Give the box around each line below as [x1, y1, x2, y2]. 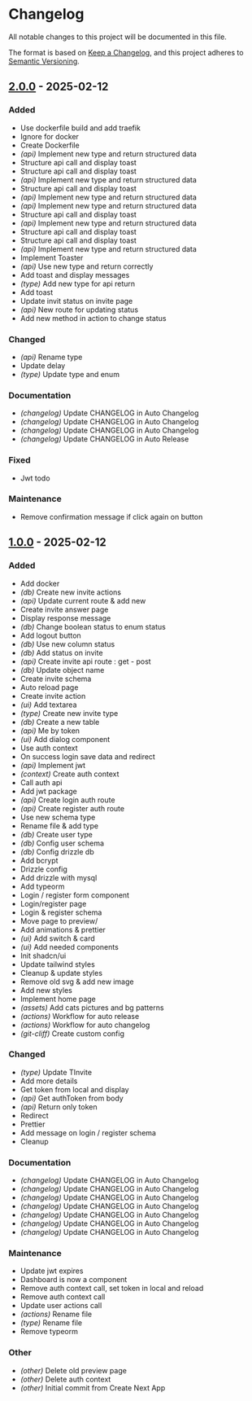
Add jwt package [20, 786, 77, 796]
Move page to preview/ [20, 916, 98, 925]
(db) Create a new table [20, 717, 100, 727]
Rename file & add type [20, 820, 99, 831]
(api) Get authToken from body [20, 1093, 124, 1103]
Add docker [20, 578, 60, 588]
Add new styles [20, 985, 73, 995]
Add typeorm [20, 881, 65, 891]
